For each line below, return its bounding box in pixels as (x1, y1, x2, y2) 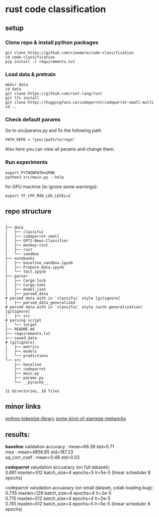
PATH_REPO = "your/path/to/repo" (5, 137, 75, 143)
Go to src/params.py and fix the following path (5, 127, 102, 133)
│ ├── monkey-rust (5, 243, 49, 248)
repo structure (5, 207, 52, 216)
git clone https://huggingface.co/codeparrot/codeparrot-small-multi (5, 100, 154, 105)
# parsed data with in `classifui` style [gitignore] (5, 296, 121, 301)
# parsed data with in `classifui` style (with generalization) (5, 304, 143, 309)
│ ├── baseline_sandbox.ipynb (5, 260, 73, 265)
